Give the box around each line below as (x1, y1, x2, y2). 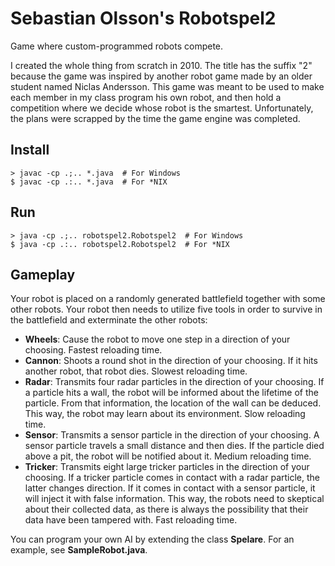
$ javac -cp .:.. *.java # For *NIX (10, 177, 168, 187)
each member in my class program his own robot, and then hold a (10, 91, 282, 103)
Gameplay (10, 266, 76, 283)
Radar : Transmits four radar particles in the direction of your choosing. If (24, 376, 325, 388)
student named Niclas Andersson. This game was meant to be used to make (10, 80, 325, 92)
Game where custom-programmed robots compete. (10, 40, 224, 52)
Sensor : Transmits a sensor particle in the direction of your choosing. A (24, 429, 320, 441)
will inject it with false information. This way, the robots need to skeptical (24, 493, 325, 505)
